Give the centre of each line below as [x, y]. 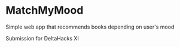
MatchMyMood [45, 10]
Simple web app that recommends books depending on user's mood [90, 27]
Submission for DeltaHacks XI [42, 38]
